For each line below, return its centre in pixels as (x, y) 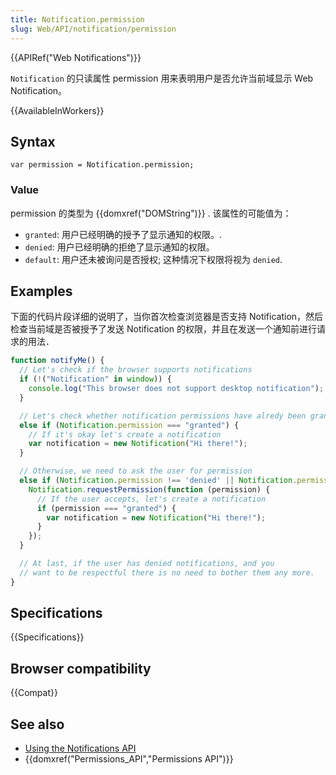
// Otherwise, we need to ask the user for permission (136, 471)
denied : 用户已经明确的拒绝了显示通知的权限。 (119, 247)
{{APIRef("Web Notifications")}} (76, 57)
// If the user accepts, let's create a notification (151, 499)
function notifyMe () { (57, 361)
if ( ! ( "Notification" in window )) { (95, 379)
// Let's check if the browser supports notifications (136, 370)
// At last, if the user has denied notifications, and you (147, 564)
